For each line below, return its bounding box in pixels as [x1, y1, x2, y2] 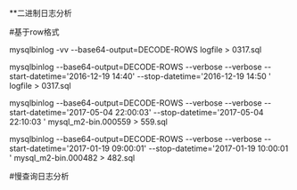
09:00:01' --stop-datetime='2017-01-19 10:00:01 [111, 143, 289, 154]
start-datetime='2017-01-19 [9, 143, 110, 154]
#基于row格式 [9, 27, 60, 37]
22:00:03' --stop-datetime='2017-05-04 [114, 107, 265, 117]
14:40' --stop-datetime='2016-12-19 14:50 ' [111, 71, 272, 82]
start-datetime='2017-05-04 [9, 107, 113, 117]
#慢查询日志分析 [9, 171, 70, 181]
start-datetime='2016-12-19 [9, 71, 111, 82]
